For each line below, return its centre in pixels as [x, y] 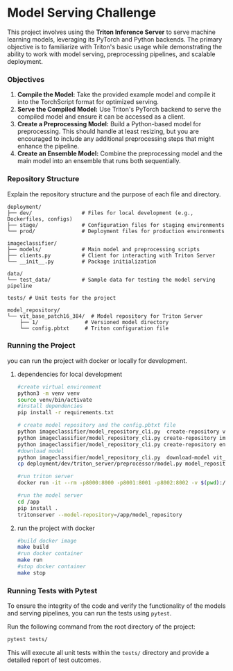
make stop [32, 573]
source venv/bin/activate [54, 400]
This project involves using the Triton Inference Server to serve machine [112, 32]
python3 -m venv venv [49, 393]
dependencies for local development [70, 374]
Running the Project [41, 346]
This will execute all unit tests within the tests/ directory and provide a [108, 653]
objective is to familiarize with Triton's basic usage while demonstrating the [115, 46]
